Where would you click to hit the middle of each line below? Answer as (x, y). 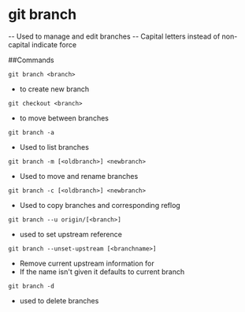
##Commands (31, 60)
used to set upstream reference (71, 234)
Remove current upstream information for (87, 263)
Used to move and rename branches (79, 176)
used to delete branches (59, 300)
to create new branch (54, 89)
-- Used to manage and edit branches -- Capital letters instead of (114, 36)
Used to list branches (54, 147)
